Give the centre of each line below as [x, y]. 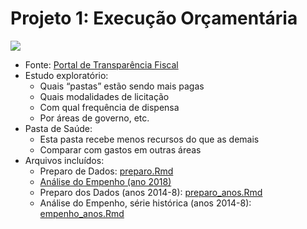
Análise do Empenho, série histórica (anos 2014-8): [145, 203]
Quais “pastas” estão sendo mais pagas [122, 86]
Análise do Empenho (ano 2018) [105, 181]
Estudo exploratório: [66, 75]
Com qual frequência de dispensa [109, 107]
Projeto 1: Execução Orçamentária [154, 18]
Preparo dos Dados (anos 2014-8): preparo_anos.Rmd [151, 192]
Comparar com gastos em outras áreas [120, 149]
